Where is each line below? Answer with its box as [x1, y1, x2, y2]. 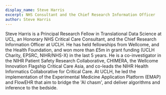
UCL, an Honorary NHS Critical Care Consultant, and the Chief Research [5, 36, 157, 42]
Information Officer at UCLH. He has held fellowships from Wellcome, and [5, 42, 159, 48]
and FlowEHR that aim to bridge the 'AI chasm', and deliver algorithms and [5, 79, 160, 85]
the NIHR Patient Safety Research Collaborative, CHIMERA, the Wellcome [5, 58, 158, 64]
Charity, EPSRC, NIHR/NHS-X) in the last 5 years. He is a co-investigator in [5, 52, 161, 58]
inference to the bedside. [5, 85, 58, 91]
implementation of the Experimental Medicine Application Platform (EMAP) [5, 74, 161, 80]
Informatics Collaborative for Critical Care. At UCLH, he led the [5, 69, 136, 75]
